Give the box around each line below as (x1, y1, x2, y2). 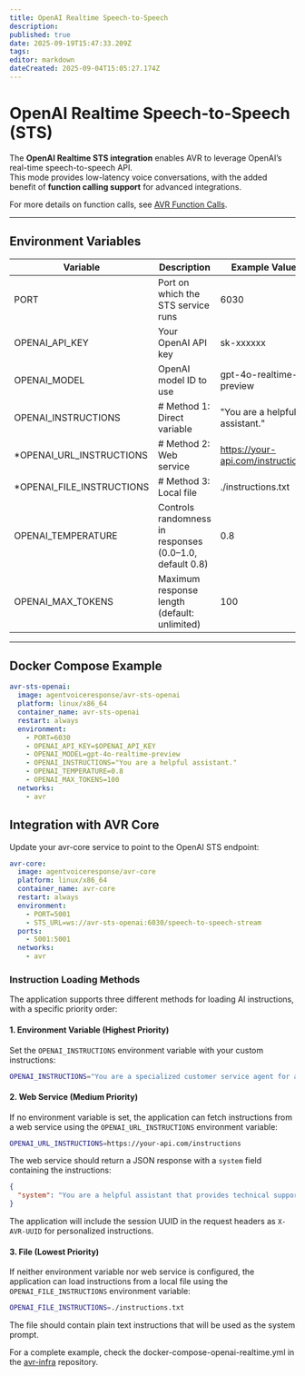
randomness (157, 512, 212, 525)
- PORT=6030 (25, 733, 71, 742)
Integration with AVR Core (9, 817, 160, 833)
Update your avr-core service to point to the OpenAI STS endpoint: (9, 841, 260, 852)
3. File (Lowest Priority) (9, 1246, 100, 1257)
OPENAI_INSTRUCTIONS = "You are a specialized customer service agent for (9, 1072, 290, 1081)
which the (157, 287, 201, 300)
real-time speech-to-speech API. (9, 162, 133, 173)
